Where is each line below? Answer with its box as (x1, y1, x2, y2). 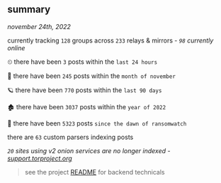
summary (7, 4, 51, 16)
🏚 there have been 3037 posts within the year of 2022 (7, 102, 166, 111)
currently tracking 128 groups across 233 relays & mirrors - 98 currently (7, 36, 214, 45)
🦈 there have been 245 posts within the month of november (7, 72, 176, 80)
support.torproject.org (7, 154, 72, 162)
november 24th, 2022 (7, 22, 71, 30)
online (7, 43, 25, 52)
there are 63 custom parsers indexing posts (7, 133, 134, 141)
